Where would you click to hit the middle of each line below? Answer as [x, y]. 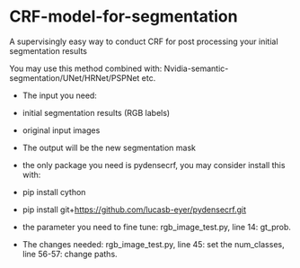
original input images [61, 130]
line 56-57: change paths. [70, 254]
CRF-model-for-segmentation [124, 17]
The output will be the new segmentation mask [109, 147]
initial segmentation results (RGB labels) [96, 112]
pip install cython [54, 192]
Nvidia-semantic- [196, 68]
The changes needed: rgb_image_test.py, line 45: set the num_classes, [153, 244]
